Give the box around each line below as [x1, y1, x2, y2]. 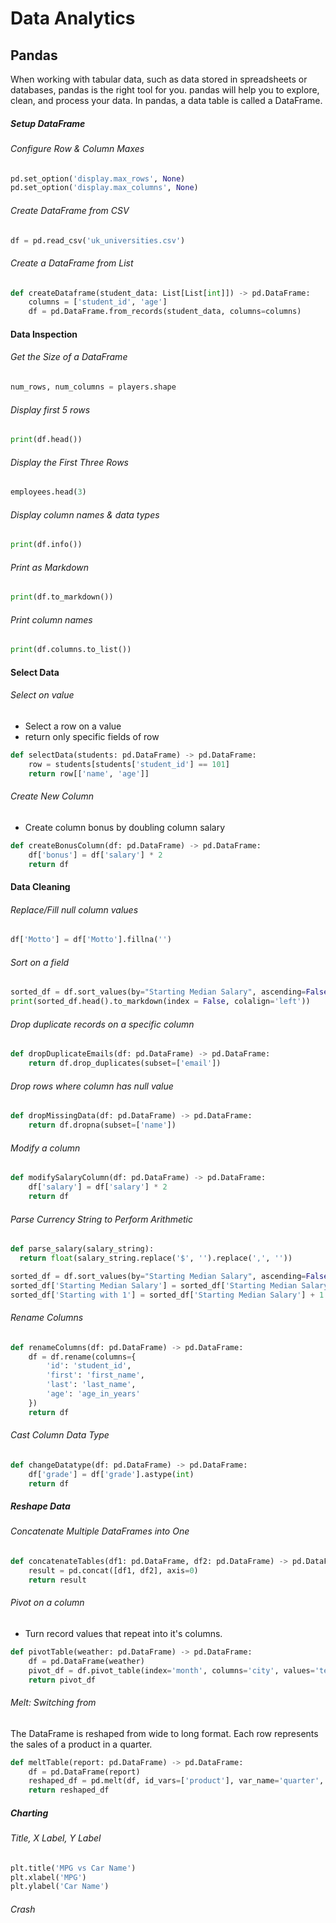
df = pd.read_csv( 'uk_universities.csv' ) [10, 235, 186, 246]
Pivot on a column [10, 1597, 85, 1609]
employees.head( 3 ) [10, 487, 87, 497]
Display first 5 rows [10, 403, 91, 416]
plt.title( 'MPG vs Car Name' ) [10, 1863, 137, 1873]
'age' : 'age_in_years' [46, 1389, 141, 1399]
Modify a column [10, 1142, 81, 1154]
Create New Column [10, 790, 94, 802]
